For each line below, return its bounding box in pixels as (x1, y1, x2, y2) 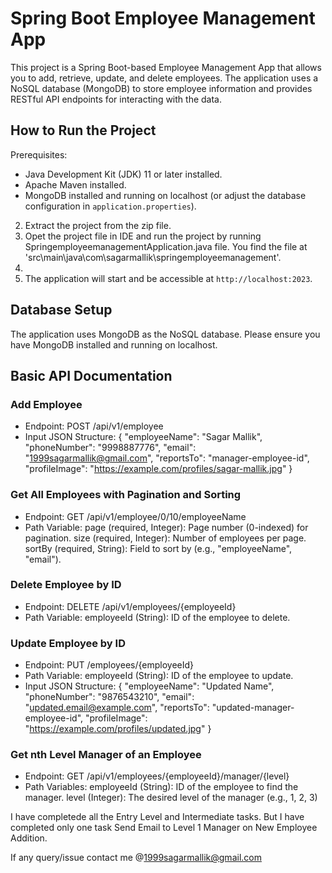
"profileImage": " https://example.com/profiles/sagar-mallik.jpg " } (24, 463, 293, 475)
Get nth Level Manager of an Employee (10, 748, 202, 762)
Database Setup (10, 302, 113, 319)
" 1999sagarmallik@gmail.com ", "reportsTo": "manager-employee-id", (24, 452, 310, 464)
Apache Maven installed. (24, 178, 127, 191)
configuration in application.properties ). (24, 200, 197, 212)
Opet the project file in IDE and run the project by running (24, 230, 262, 242)
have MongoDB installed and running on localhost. (10, 338, 218, 351)
